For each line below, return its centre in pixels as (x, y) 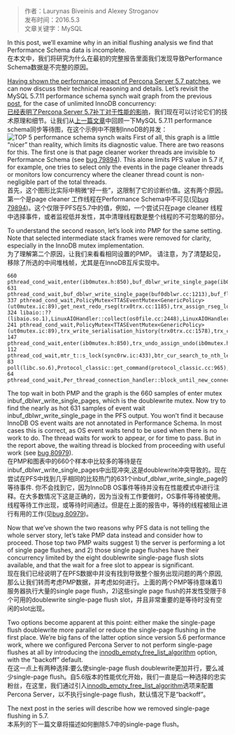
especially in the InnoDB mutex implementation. (76, 245)
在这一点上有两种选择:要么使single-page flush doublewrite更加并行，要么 (113, 668)
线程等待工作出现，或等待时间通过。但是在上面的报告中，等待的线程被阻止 (114, 505)
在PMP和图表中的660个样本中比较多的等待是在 (75, 461)
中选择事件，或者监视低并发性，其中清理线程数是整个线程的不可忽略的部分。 (117, 216)
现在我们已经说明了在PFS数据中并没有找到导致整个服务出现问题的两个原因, (115, 573)
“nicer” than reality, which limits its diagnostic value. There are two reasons (116, 144)
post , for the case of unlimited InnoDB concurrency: (82, 103)
